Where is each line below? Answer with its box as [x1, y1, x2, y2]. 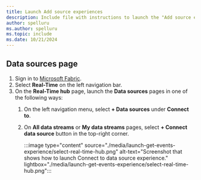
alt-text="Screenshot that [119, 148, 182, 155]
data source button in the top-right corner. [23, 130, 130, 137]
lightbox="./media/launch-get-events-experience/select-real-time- [23, 160, 189, 168]
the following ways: [14, 94, 63, 101]
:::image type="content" [23, 142, 84, 149]
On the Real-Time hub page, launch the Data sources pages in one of [14, 88, 188, 95]
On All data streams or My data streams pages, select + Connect [23, 124, 187, 131]
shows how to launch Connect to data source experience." [23, 154, 169, 161]
